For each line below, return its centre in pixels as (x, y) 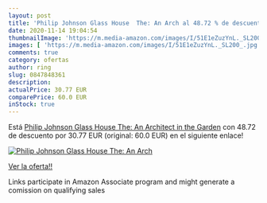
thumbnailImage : (35, 38)
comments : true (33, 53)
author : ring (30, 68)
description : (30, 82)
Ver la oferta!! (31, 166)
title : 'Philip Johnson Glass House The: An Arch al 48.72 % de (118, 23)
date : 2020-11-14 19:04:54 (53, 30)
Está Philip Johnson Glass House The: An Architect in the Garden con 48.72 (132, 127)
